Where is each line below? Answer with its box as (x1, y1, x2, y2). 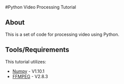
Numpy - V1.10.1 (12, 68, 45, 74)
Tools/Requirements (5, 46, 69, 54)
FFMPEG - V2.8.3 (12, 73, 48, 79)
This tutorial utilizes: (5, 58, 46, 64)
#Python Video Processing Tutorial (5, 4, 76, 10)
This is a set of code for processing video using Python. (5, 31, 120, 37)
